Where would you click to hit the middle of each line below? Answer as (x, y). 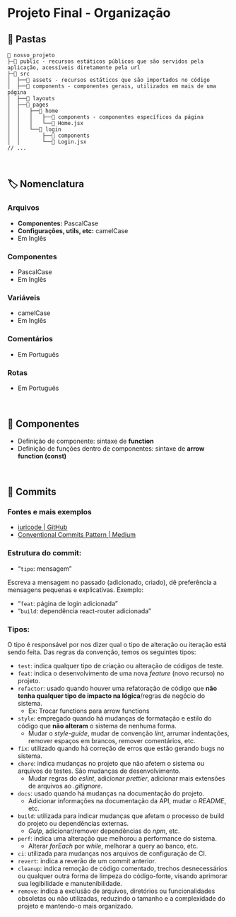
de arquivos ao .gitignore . (65, 786)
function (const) (42, 456)
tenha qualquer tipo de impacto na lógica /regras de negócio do (111, 696)
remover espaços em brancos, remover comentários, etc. (112, 740)
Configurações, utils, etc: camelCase (73, 230)
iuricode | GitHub (42, 527)
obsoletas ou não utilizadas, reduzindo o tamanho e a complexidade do (122, 898)
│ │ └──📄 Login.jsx (47, 142)
